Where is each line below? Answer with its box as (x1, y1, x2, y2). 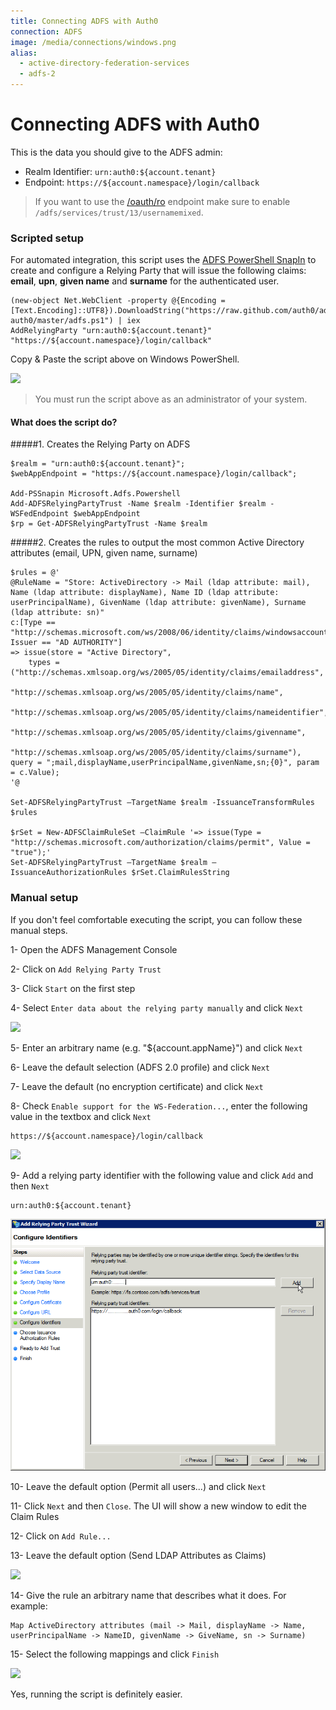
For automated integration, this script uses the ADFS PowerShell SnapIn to (10, 254, 317, 266)
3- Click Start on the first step (10, 982, 136, 994)
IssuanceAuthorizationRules (10, 868, 128, 878)
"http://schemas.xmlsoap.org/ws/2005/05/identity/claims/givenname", (10, 728, 307, 738)
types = (28, 658, 60, 668)
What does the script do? (10, 416, 118, 428)
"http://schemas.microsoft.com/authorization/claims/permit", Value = (10, 838, 311, 848)
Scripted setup (10, 231, 84, 245)
